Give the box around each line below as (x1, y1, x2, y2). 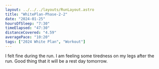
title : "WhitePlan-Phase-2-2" (5, 12, 68, 17)
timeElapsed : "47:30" (5, 26, 50, 31)
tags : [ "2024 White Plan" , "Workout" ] (5, 39, 85, 44)
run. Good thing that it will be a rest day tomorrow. (5, 58, 108, 64)
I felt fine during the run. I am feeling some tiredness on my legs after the (5, 53, 155, 59)
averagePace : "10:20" (5, 35, 50, 40)
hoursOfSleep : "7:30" (5, 21, 50, 26)
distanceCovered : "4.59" (5, 30, 57, 35)
